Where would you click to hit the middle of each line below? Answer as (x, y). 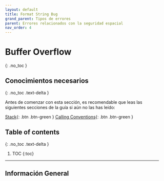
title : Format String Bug (31, 14)
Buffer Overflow (38, 52)
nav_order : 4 (18, 28)
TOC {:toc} (23, 153)
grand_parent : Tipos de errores (38, 19)
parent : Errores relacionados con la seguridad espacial (64, 23)
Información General (37, 173)
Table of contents (32, 132)
